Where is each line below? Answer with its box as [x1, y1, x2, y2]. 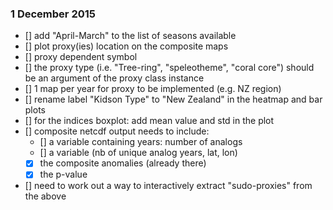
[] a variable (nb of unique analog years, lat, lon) [39, 147, 238, 159]
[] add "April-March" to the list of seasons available [24, 30, 237, 42]
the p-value [39, 168, 88, 181]
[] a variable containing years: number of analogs [39, 136, 243, 148]
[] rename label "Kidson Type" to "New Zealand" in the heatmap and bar [24, 93, 323, 106]
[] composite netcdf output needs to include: [24, 125, 210, 137]
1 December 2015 [10, 7, 96, 21]
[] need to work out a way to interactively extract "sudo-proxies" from [24, 180, 313, 192]
